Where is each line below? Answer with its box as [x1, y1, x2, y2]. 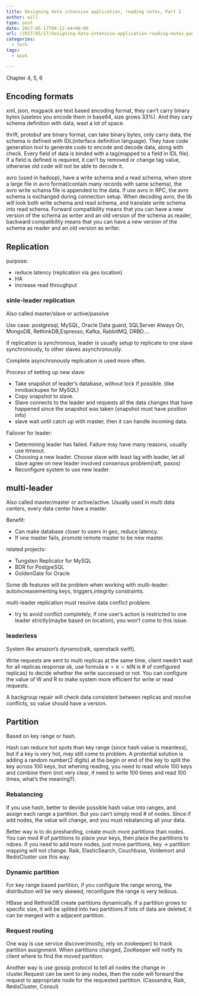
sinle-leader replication [6, 296, 75, 305]
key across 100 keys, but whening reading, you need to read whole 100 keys [6, 763, 192, 770]
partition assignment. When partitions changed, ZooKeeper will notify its [6, 946, 183, 953]
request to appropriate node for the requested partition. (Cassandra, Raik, [6, 976, 186, 984]
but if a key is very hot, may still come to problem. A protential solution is [6, 751, 184, 758]
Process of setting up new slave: [6, 368, 86, 375]
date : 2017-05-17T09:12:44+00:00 [6, 25, 89, 31]
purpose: [6, 257, 28, 264]
